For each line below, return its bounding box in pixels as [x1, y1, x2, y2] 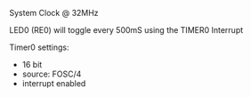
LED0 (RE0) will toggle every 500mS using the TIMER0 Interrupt [9, 25, 244, 35]
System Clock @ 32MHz [9, 8, 100, 18]
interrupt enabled [21, 78, 86, 88]
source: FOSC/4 [21, 69, 82, 79]
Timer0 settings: [9, 42, 69, 53]
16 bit [21, 60, 43, 69]
